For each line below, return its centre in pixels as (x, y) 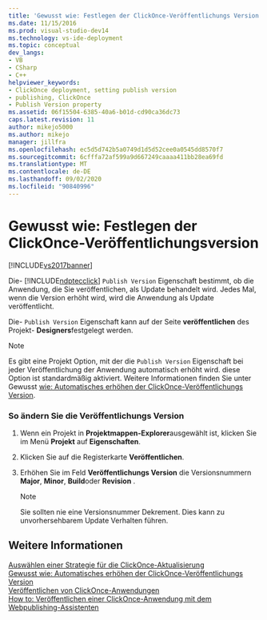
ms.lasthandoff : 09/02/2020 (55, 179)
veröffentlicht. (31, 306)
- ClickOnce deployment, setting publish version (93, 90)
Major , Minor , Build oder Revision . (78, 481)
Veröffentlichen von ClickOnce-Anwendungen (84, 590)
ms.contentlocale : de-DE (50, 172)
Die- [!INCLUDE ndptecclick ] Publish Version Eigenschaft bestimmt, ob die (131, 280)
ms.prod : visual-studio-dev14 (59, 30)
